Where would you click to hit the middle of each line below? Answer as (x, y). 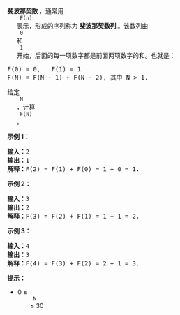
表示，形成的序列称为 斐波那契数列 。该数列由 (82, 26)
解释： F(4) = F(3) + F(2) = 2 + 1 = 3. (74, 264)
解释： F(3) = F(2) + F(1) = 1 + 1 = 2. (74, 216)
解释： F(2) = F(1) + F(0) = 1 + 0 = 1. (74, 169)
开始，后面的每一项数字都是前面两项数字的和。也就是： (96, 56)
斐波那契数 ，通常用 (36, 11)
